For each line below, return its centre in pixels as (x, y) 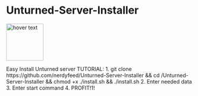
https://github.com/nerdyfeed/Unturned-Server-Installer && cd (83, 75)
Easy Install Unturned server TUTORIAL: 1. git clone (69, 69)
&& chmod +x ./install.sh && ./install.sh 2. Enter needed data (119, 81)
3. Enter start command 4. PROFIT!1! (51, 88)
